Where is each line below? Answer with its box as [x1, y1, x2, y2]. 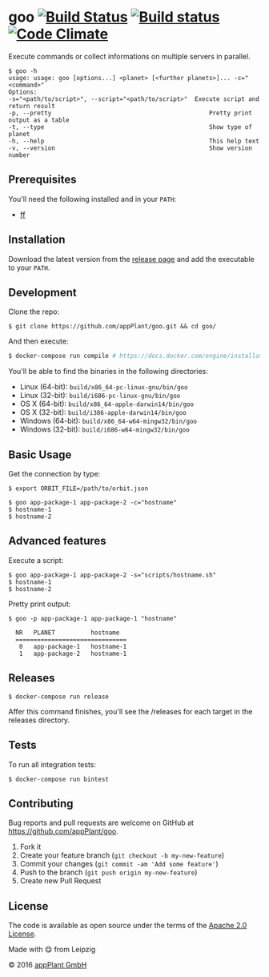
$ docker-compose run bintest [8, 775, 110, 783]
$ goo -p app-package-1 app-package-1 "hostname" [8, 614, 178, 622]
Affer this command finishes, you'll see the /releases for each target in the [8, 706, 253, 716]
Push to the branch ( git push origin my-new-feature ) [19, 867, 198, 877]
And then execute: [8, 336, 69, 346]
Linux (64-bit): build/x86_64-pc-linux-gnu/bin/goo [19, 382, 188, 392]
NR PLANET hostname [15, 629, 120, 637]
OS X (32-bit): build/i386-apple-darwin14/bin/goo [19, 408, 187, 417]
